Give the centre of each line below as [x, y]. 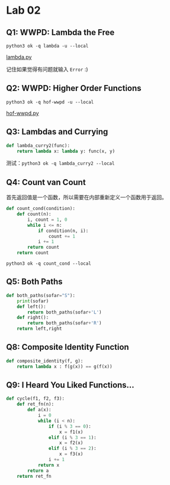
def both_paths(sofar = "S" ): [41, 295]
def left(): [31, 306]
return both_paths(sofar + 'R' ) [65, 323]
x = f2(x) [71, 443]
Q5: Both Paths [35, 282]
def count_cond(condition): [41, 209]
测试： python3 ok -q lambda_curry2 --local [60, 163]
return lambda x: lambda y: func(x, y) [66, 151]
